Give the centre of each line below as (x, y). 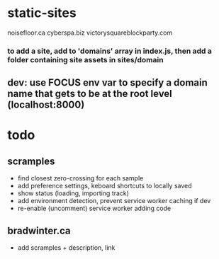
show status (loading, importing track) (73, 193)
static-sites (42, 13)
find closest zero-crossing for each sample (80, 178)
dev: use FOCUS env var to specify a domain (107, 83)
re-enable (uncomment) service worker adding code (94, 208)
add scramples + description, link (66, 248)
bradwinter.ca (39, 230)
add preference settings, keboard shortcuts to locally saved (105, 186)
